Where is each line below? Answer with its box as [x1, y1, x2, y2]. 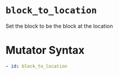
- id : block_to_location [5, 63, 68, 69]
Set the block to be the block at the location [5, 22, 113, 29]
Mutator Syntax [5, 44, 85, 57]
